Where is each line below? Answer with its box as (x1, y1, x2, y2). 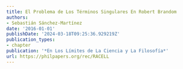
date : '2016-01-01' (6, 25, 56, 32)
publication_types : (6, 37, 56, 43)
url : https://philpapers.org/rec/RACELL (6, 53, 110, 59)
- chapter (6, 43, 31, 49)
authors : (6, 14, 28, 20)
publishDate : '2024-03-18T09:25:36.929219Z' (6, 31, 120, 37)
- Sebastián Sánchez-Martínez (6, 20, 83, 26)
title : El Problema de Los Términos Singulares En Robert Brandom (6, 8, 177, 15)
